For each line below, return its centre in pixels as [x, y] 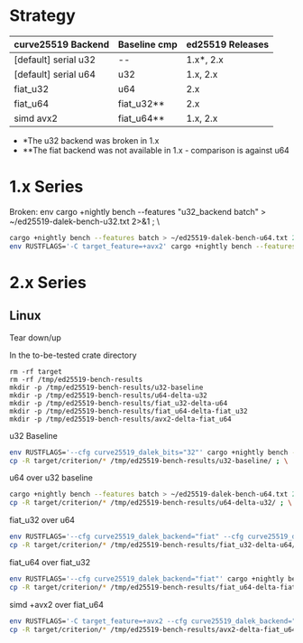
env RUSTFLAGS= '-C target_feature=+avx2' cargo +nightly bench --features [153, 246]
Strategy [43, 16]
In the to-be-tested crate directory [73, 355]
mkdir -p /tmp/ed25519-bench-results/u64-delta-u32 [108, 395]
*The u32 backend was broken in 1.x [91, 140]
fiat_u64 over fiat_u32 [50, 562]
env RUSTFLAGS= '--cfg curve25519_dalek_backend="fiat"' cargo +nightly [147, 579]
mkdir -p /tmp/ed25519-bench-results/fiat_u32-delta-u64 [119, 403]
